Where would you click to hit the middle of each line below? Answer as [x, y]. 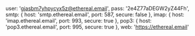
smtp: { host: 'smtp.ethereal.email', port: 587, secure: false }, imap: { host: [95, 15]
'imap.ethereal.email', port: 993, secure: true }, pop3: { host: [79, 21]
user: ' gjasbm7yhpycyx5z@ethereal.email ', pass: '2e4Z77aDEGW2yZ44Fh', [97, 8]
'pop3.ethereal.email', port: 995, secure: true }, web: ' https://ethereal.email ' [97, 27]
